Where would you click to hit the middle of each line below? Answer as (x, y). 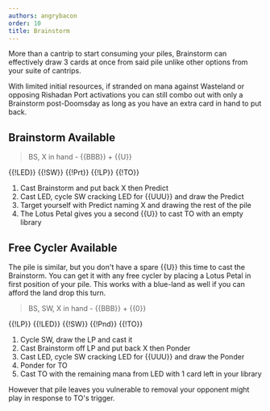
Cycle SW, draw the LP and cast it (76, 340)
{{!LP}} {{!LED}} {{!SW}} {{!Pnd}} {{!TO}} (76, 324)
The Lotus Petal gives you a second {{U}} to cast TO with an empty (131, 214)
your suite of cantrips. (45, 71)
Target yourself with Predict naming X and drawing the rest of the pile (135, 205)
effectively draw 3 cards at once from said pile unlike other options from (128, 62)
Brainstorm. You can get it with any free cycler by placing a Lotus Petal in (130, 276)
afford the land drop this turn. (57, 293)
